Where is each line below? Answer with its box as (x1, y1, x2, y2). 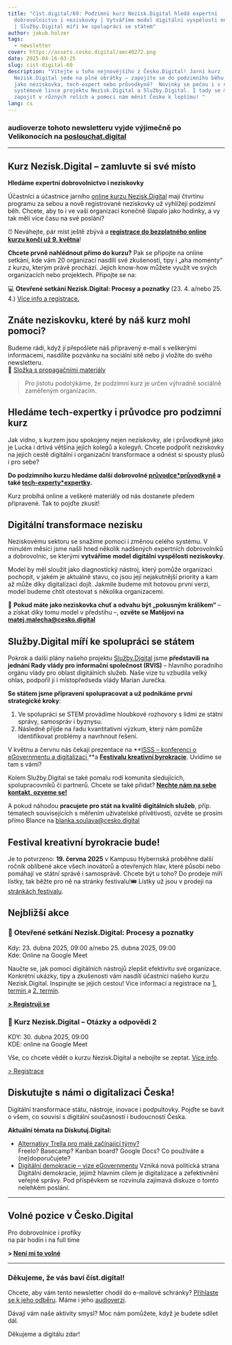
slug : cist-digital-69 (8, 62, 73, 68)
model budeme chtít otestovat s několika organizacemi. (8, 587, 165, 596)
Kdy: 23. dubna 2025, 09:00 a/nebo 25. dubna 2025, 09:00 (8, 943, 176, 952)
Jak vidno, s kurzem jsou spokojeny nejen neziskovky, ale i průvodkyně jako (8, 435, 224, 444)
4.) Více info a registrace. (8, 294, 80, 303)
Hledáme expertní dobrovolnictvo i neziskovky (8, 178, 144, 187)
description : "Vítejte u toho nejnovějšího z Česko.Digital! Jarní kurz (8, 68, 221, 75)
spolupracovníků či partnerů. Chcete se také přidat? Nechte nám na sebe (8, 781, 217, 789)
